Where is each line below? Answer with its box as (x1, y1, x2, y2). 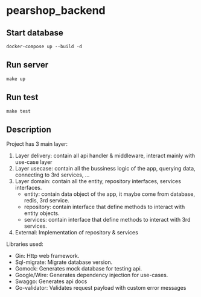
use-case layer (14, 158, 53, 166)
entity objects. (24, 210, 60, 217)
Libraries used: (6, 240, 43, 248)
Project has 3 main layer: (6, 140, 68, 148)
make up (6, 76, 26, 82)
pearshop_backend (6, 4, 106, 17)
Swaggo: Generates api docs (14, 278, 88, 285)
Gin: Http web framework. (14, 252, 80, 260)
